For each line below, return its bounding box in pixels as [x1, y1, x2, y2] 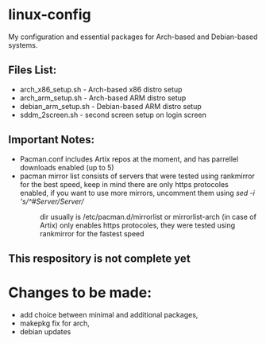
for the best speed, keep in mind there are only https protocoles [19, 179, 229, 189]
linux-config [8, 6, 91, 24]
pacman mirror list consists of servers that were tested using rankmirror [19, 171, 256, 181]
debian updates [19, 326, 71, 336]
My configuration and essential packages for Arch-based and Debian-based [8, 32, 258, 41]
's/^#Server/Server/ [19, 197, 84, 206]
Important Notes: [8, 133, 95, 146]
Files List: [8, 64, 57, 77]
